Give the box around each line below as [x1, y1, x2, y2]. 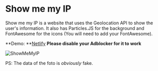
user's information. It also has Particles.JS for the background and [5, 25, 144, 31]
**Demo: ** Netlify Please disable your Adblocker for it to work [5, 40, 142, 46]
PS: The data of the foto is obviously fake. [5, 60, 93, 66]
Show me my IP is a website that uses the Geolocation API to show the [5, 20, 153, 26]
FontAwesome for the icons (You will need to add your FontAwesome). [5, 30, 153, 37]
